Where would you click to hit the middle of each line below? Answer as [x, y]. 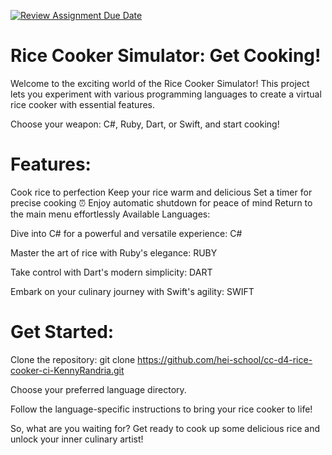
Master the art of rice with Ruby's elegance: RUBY [114, 252]
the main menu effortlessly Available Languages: [110, 214]
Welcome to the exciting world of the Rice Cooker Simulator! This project [160, 83]
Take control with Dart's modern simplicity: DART [111, 272]
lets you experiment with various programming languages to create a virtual [166, 94]
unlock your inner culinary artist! [77, 439]
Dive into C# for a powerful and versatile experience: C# [126, 233]
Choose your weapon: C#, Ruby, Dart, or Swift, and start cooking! [145, 124]
